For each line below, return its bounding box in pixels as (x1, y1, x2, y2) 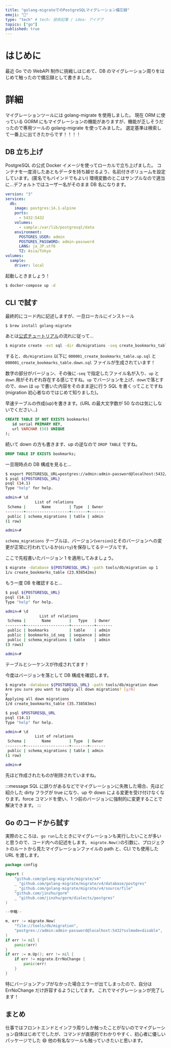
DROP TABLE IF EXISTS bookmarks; (5, 451, 76, 457)
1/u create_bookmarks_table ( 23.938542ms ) (5, 570, 97, 575)
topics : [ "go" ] (5, 21, 38, 27)
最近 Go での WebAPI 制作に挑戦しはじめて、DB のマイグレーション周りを (5, 68, 160, 74)
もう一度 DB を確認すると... (5, 580, 63, 586)
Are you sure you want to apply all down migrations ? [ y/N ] (5, 687, 136, 692)
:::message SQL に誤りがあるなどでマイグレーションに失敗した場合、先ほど (5, 783, 164, 789)
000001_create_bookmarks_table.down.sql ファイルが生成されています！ (5, 359, 156, 366)
